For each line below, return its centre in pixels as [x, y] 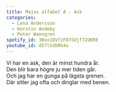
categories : [21, 18]
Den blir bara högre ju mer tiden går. [51, 69]
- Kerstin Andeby [34, 29]
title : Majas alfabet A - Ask [44, 12]
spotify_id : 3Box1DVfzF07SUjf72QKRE [52, 40]
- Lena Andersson [34, 23]
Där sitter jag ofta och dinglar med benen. [58, 82]
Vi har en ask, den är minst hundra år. [53, 63]
